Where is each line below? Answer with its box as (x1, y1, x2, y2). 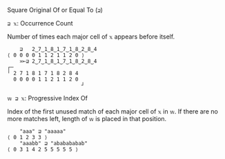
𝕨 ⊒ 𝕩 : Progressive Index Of (7, 94, 88, 102)
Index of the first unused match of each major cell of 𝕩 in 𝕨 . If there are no (7, 107, 219, 116)
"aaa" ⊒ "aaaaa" (19, 128, 67, 135)
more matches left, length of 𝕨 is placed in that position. (7, 115, 167, 123)
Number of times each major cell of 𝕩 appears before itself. (7, 32, 175, 41)
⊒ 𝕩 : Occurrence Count (7, 19, 74, 27)
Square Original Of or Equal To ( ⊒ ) (7, 6, 104, 14)
